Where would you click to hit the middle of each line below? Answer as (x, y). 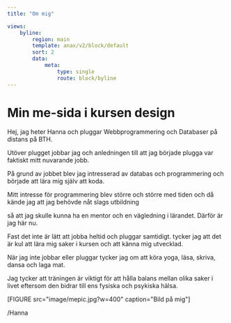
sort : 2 (43, 52)
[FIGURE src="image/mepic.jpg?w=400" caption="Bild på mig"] (99, 299)
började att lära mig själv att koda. (56, 181)
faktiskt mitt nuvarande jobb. (48, 160)
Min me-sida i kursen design (91, 113)
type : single (76, 72)
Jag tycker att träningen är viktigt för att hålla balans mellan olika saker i (110, 278)
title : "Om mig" (31, 14)
